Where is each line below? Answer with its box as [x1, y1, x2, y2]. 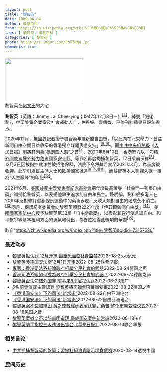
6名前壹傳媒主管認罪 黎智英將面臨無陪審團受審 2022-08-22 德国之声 [12, 284, 151, 290]
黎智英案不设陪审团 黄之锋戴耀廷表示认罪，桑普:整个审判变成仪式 [12, 303, 146, 309]
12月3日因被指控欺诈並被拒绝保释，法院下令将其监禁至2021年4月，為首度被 [5, 161, 160, 167]
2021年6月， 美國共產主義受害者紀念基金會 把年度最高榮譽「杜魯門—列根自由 [5, 185, 162, 191]
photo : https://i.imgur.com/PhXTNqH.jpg [5, 40, 90, 45]
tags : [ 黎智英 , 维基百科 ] [5, 30, 58, 35]
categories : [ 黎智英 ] [5, 35, 52, 40]
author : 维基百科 [5, 21, 38, 26]
